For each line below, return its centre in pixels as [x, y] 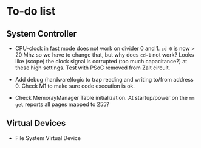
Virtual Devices [36, 123]
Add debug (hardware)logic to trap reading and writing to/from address [104, 79]
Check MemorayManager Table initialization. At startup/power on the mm [105, 98]
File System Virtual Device [48, 138]
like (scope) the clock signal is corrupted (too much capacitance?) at [101, 61]
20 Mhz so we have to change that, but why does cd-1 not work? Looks [104, 55]
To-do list [31, 11]
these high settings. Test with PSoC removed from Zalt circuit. [93, 68]
